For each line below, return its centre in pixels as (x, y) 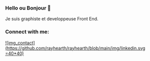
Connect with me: (27, 32)
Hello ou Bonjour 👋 (28, 8)
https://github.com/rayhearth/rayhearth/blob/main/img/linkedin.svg (76, 48)
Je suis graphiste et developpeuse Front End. (52, 19)
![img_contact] (20, 42)
